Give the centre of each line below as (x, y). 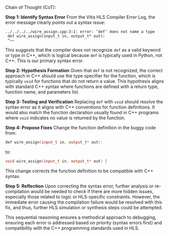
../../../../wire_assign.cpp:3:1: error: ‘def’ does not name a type (80, 32)
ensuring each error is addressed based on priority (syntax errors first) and (84, 222)
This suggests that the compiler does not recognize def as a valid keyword (83, 50)
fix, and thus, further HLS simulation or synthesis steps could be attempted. (84, 207)
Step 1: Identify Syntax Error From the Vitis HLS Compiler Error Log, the (80, 17)
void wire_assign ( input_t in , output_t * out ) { (56, 161)
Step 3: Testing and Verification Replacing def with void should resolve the (84, 102)
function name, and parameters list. (42, 92)
